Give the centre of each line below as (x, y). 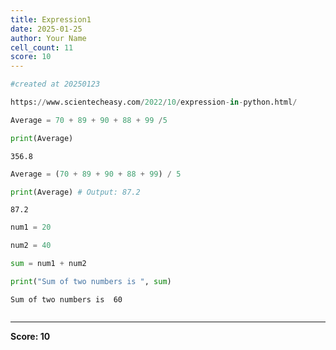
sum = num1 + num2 (48, 264)
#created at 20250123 (55, 84)
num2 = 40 (31, 246)
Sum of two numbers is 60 (66, 299)
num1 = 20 (31, 227)
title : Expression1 (51, 19)
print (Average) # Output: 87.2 (75, 192)
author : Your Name (48, 38)
